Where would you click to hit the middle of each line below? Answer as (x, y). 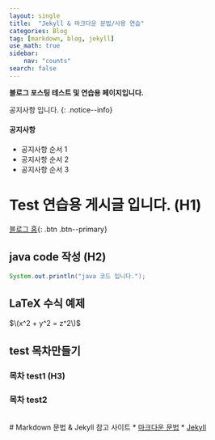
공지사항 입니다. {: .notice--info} (61, 109)
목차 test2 (28, 400)
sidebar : (24, 53)
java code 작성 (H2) (58, 257)
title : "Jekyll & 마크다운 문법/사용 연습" (77, 23)
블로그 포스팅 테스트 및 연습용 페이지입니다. (76, 92)
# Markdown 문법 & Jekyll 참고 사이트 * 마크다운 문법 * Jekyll (108, 427)
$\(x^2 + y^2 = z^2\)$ (45, 324)
